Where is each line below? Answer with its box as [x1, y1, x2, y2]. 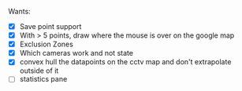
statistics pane [19, 75, 68, 84]
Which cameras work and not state [19, 49, 134, 58]
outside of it [19, 66, 59, 75]
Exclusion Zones [19, 39, 73, 49]
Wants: [8, 7, 32, 16]
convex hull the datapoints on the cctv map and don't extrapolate [19, 57, 232, 67]
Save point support [19, 22, 82, 31]
